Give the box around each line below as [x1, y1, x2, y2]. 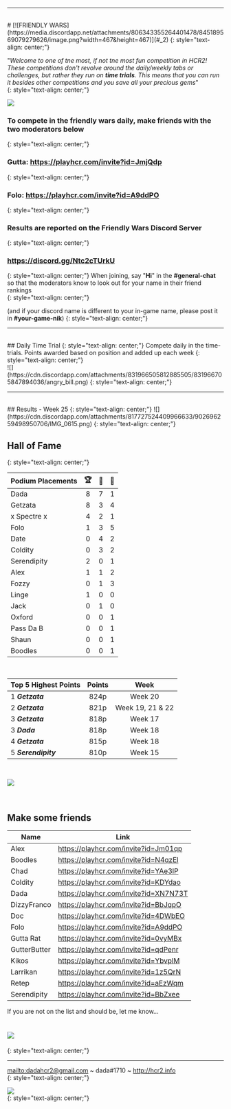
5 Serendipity [10, 748, 56, 757]
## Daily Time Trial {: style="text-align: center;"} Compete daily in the [7, 341, 205, 350]
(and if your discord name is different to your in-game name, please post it [7, 307, 218, 315]
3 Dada [10, 726, 36, 735]
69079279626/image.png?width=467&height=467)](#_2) [7, 36, 169, 43]
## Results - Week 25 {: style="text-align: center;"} [7, 405, 153, 414]
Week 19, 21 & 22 [115, 703, 174, 712]
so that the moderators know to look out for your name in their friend [7, 279, 201, 287]
